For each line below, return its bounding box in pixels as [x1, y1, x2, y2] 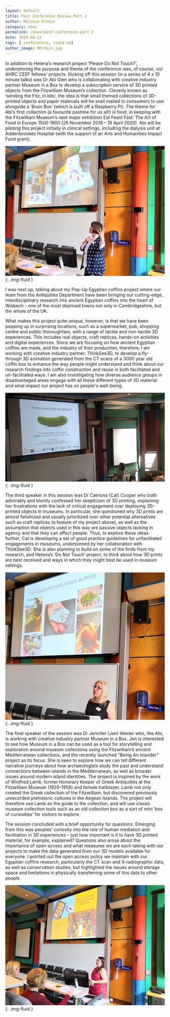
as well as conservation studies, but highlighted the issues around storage [5, 864, 160, 870]
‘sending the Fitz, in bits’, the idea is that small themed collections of [5, 92, 148, 99]
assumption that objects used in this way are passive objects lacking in [5, 525, 153, 531]
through [5, 356, 22, 362]
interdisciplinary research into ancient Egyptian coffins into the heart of [5, 297, 153, 303]
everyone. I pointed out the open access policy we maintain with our [5, 853, 148, 860]
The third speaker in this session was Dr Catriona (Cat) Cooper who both [5, 492, 157, 498]
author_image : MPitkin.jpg [5, 46, 62, 51]
